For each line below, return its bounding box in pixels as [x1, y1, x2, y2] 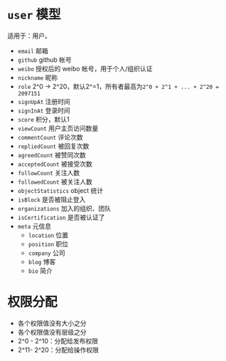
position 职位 [28, 239, 69, 248]
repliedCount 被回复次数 [17, 142, 90, 150]
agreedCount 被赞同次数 [17, 150, 87, 159]
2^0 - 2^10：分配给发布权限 [17, 336, 98, 345]
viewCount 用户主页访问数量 [17, 124, 99, 132]
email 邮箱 [17, 46, 48, 55]
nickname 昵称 [17, 73, 58, 82]
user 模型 [7, 6, 61, 23]
